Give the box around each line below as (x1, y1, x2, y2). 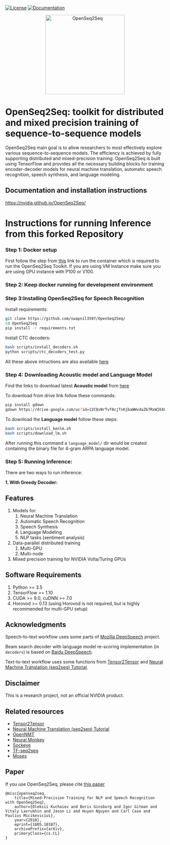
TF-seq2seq (12, 747, 39, 753)
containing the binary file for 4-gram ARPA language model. (5, 445, 130, 451)
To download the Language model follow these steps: (5, 416, 118, 422)
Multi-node (20, 550, 44, 556)
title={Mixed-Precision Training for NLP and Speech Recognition (14, 795, 155, 800)
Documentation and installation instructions (5, 186, 147, 195)
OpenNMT (12, 731, 34, 737)
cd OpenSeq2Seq (5, 321, 37, 326)
